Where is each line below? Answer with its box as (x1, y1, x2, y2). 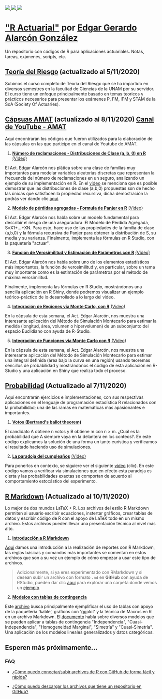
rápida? (12, 674, 28, 680)
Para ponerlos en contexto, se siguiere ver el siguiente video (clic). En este (5, 463, 154, 469)
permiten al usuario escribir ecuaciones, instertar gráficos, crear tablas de (5, 511, 153, 516)
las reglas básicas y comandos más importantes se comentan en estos (5, 550, 147, 556)
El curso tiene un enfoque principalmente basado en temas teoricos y (5, 91, 144, 96)
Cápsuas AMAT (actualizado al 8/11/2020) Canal (5, 115, 154, 124)
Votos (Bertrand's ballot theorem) (12, 419, 81, 425)
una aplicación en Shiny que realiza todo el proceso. (22, 368, 127, 373)
